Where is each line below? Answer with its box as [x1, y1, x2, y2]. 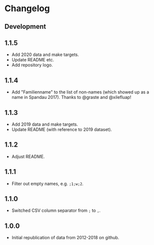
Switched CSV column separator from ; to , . [11, 207, 101, 213]
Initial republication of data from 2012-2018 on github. [11, 235, 120, 241]
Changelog [4, 3, 50, 14]
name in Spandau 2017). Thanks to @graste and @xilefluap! [11, 94, 132, 100]
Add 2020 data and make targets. [11, 52, 79, 57]
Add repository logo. [11, 62, 53, 68]
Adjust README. [11, 153, 45, 159]
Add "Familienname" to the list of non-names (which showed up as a [11, 89, 149, 95]
